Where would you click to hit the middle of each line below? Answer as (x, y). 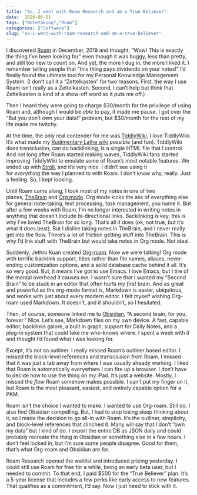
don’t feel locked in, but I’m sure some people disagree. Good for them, (92, 443)
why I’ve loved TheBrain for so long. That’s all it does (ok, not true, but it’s (95, 222)
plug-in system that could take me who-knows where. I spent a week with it (98, 333)
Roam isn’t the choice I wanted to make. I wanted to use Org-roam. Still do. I (98, 406)
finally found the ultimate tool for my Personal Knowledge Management (92, 75)
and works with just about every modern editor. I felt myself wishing (88, 296)
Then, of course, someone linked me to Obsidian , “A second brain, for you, (96, 314)
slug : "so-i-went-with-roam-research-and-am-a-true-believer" (84, 34)
